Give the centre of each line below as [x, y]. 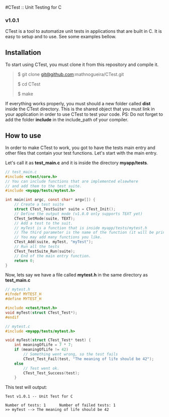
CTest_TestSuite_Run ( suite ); [45, 251]
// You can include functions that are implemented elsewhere [72, 181]
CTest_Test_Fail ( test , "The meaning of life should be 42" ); [89, 359]
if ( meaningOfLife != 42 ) [41, 350]
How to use [23, 135]
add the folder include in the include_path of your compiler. [67, 120]
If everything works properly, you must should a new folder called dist [78, 104]
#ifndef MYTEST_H [23, 294]
